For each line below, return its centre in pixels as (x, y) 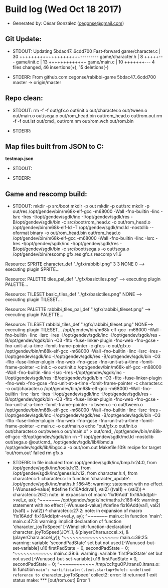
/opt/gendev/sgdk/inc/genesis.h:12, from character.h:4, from (75, 473)
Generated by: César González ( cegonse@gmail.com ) (68, 23)
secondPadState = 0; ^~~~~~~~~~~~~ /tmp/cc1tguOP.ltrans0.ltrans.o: (86, 564)
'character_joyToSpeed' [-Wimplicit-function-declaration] (72, 527)
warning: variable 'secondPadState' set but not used (67, 543)
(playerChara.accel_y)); (37, 538)
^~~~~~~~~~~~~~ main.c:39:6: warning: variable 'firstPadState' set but (88, 554)
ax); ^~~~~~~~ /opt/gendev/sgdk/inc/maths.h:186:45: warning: (94, 500)
